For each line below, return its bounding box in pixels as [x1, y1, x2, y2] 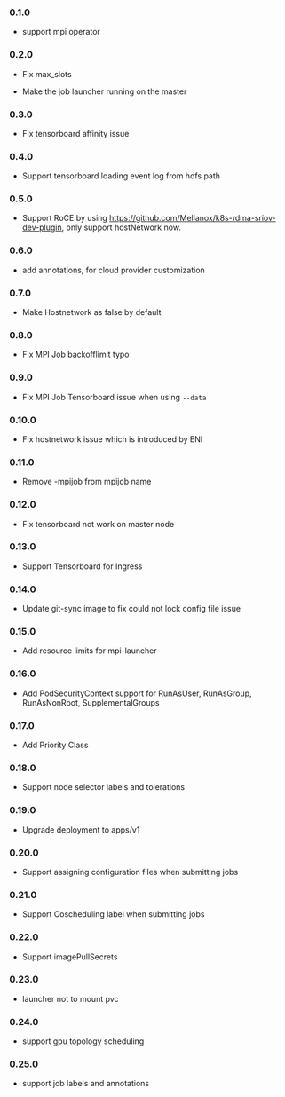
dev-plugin [21, 222, 62, 233]
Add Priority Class [21, 739, 89, 751]
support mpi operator [21, 27, 100, 37]
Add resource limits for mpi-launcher [21, 645, 157, 656]
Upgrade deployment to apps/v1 [21, 824, 140, 835]
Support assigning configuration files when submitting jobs [21, 866, 239, 877]
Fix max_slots [21, 68, 73, 79]
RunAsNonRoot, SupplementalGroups [21, 697, 160, 707]
